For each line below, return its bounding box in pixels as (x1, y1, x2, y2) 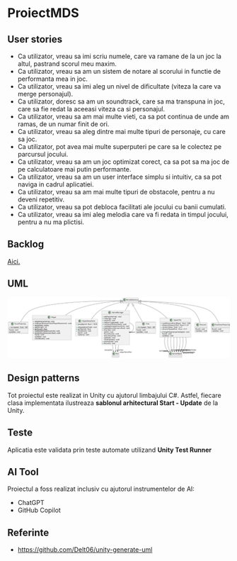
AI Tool (7, 466, 39, 478)
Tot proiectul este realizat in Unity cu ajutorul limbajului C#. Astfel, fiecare (7, 391, 221, 399)
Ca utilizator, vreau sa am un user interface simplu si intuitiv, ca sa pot (17, 172, 222, 181)
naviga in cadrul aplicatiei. (17, 180, 94, 189)
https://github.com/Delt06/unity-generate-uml (17, 545, 153, 554)
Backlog (7, 238, 45, 250)
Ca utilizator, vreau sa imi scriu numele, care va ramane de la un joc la (17, 52, 221, 60)
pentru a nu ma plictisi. (17, 218, 85, 226)
